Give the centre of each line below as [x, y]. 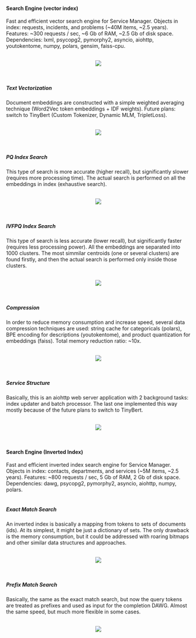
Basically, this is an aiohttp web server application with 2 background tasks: [97, 398]
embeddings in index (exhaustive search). [56, 184]
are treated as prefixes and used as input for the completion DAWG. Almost [97, 606]
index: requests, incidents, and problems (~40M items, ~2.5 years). [87, 27]
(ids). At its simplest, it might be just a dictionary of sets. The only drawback [98, 530]
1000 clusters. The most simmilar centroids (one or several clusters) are [93, 253]
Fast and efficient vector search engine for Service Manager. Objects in [92, 21]
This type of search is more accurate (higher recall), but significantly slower [97, 172]
